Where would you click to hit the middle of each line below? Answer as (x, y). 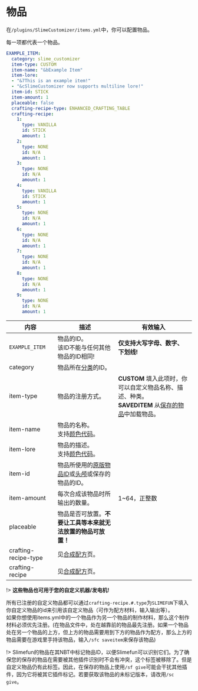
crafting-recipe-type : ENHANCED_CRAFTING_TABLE (71, 108)
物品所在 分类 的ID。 (84, 367)
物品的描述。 (75, 445)
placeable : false (33, 103)
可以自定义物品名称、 (148, 387)
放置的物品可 (81, 531)
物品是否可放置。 (81, 514)
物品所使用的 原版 (81, 465)
